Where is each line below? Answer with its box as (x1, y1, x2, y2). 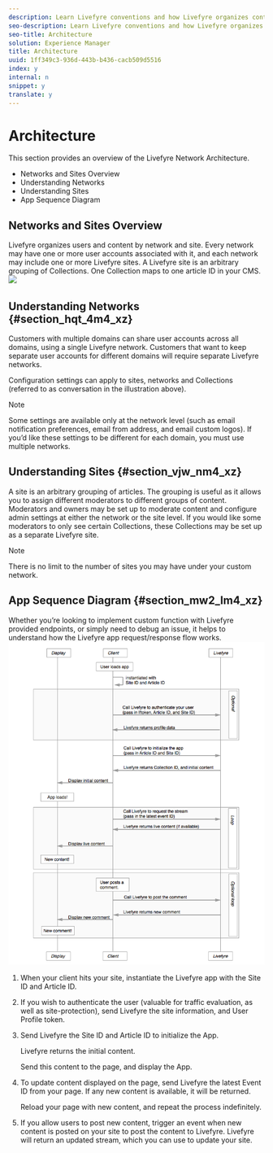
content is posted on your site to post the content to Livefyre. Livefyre (19, 1127, 254, 1137)
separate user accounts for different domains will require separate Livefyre (8, 351, 259, 361)
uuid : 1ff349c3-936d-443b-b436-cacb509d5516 (8, 56, 162, 64)
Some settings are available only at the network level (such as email (8, 416, 236, 426)
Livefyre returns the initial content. (19, 1046, 136, 1056)
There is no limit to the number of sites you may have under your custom (8, 561, 252, 571)
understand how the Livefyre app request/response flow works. (8, 632, 222, 642)
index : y (8, 65, 38, 73)
